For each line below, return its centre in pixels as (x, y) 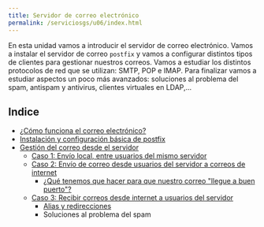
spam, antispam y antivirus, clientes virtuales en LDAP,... (100, 87)
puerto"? (58, 189)
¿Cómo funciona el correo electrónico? (83, 131)
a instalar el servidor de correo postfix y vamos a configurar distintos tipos (130, 54)
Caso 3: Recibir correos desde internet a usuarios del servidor (132, 198)
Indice (24, 112)
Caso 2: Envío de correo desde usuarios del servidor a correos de (138, 164)
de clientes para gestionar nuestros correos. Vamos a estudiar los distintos (130, 62)
